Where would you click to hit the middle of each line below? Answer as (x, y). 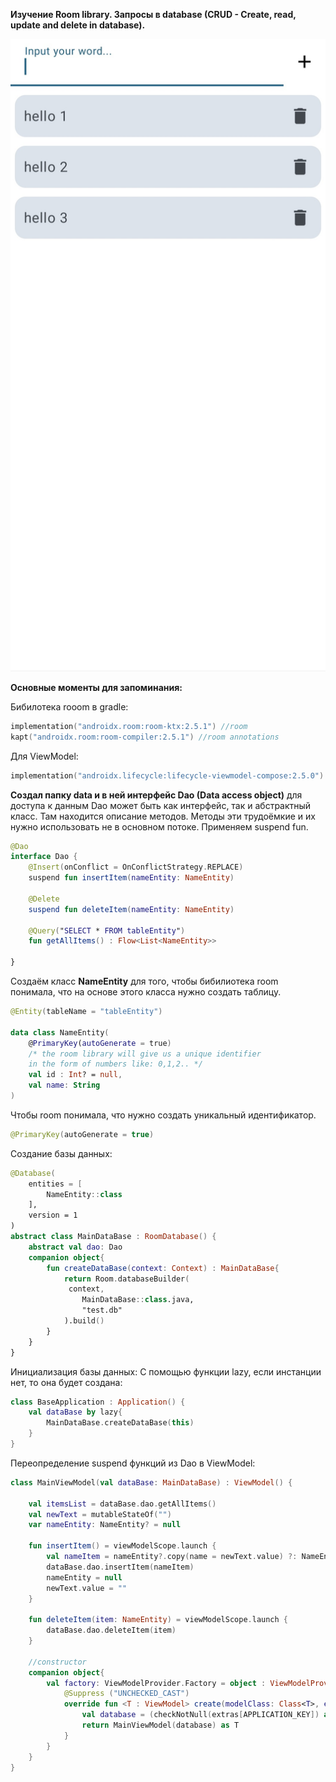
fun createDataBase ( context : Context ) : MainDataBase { (163, 1268)
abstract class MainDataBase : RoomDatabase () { (113, 1237)
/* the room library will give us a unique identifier (145, 1054)
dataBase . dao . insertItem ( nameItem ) (120, 1567)
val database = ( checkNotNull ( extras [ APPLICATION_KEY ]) (200, 1715)
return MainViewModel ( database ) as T (160, 1725)
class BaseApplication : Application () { (98, 1402)
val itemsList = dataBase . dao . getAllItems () (122, 1504)
